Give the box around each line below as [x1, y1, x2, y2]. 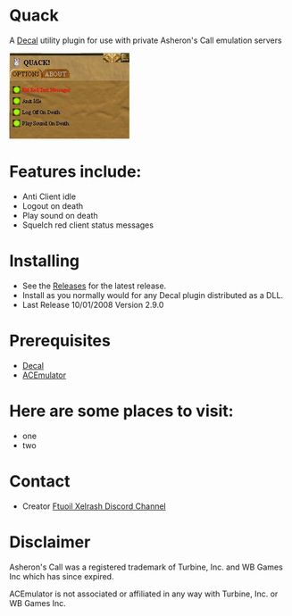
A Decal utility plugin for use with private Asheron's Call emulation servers [9, 35, 283, 46]
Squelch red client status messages [21, 220, 154, 230]
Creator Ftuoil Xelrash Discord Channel [21, 501, 167, 512]
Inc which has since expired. [9, 570, 114, 581]
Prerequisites [9, 331, 112, 351]
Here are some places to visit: [9, 401, 234, 420]
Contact [9, 470, 71, 491]
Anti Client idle [21, 191, 77, 202]
